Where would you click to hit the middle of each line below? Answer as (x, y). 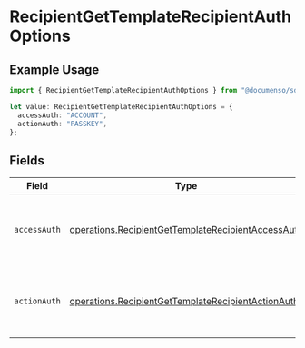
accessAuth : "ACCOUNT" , (62, 115)
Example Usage (54, 70)
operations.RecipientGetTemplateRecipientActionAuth (184, 302)
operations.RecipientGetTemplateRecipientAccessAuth (186, 230)
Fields (27, 160)
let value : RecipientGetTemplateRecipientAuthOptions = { (121, 106)
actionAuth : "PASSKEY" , (62, 124)
